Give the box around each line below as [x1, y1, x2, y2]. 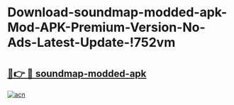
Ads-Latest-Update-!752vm [7, 35, 176, 50]
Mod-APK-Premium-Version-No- [7, 19, 206, 35]
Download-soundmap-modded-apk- [7, 4, 228, 21]
